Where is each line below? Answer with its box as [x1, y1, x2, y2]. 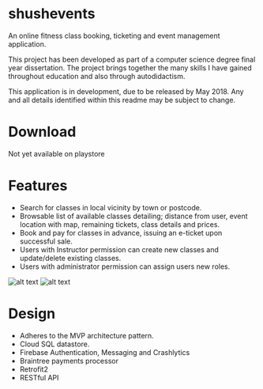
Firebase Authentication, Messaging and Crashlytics [19, 347, 190, 357]
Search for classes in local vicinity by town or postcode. [19, 202, 202, 212]
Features [8, 177, 68, 194]
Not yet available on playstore [8, 149, 105, 158]
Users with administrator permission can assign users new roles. [19, 262, 231, 271]
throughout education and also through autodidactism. [8, 71, 186, 81]
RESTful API [19, 372, 59, 382]
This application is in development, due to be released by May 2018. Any [8, 86, 244, 96]
